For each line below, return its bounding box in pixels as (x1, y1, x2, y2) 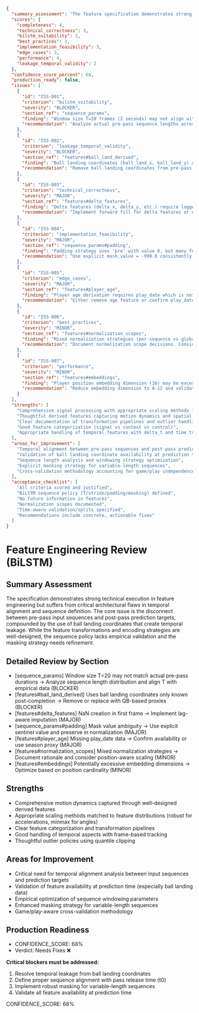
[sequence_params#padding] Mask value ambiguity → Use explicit (14, 722, 178, 729)
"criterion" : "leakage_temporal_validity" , (21, 143, 131, 149)
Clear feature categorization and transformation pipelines (14, 824, 155, 832)
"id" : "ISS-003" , (21, 182, 65, 188)
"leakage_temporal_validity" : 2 (17, 60, 97, 66)
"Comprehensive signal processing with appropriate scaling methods (17, 408, 190, 413)
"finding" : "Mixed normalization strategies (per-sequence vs (21, 336, 179, 342)
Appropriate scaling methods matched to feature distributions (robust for (14, 812, 192, 819)
